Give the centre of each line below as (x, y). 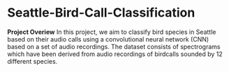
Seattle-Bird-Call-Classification (101, 13)
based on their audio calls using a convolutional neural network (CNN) (108, 39)
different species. (32, 61)
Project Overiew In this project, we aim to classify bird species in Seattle (112, 32)
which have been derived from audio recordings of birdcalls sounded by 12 (115, 54)
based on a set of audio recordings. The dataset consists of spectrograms (114, 46)
